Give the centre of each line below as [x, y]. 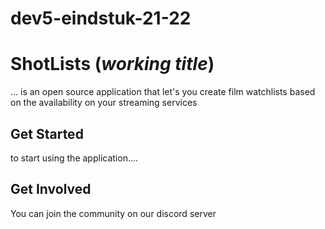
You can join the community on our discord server [113, 213]
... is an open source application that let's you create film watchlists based [163, 92]
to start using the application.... [74, 158]
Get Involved [51, 189]
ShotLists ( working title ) [112, 64]
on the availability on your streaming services [104, 103]
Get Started [47, 133]
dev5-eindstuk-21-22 [101, 18]
